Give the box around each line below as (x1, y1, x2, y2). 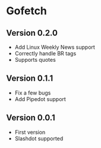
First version (14, 128, 46, 136)
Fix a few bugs (14, 89, 51, 96)
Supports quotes (14, 56, 56, 63)
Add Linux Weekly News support (14, 43, 95, 51)
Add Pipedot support (14, 95, 67, 102)
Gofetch (6, 4, 48, 18)
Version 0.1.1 (6, 73, 53, 84)
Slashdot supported (14, 135, 64, 142)
